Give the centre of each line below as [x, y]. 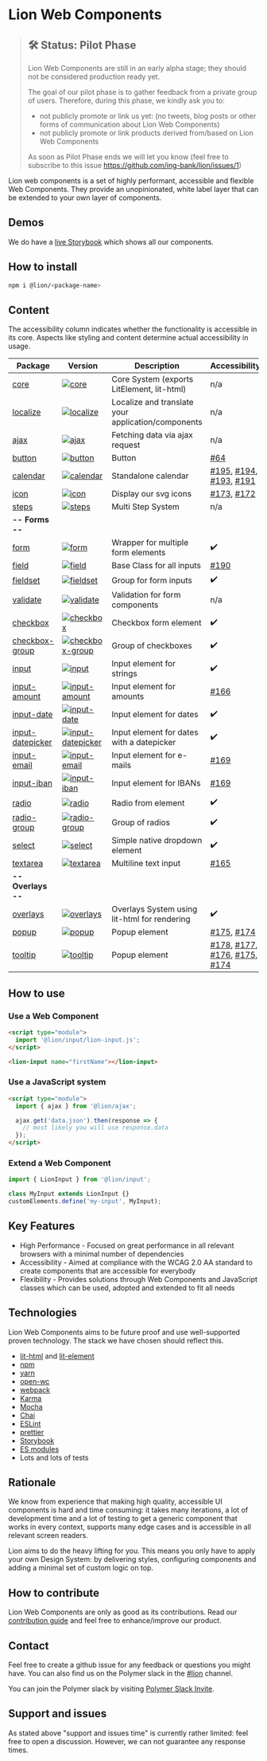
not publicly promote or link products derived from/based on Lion [147, 133]
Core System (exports [153, 379]
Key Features [42, 1226]
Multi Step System [146, 507]
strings [124, 673]
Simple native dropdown [157, 841]
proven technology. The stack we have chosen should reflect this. [116, 1340]
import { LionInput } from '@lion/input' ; [79, 1180]
